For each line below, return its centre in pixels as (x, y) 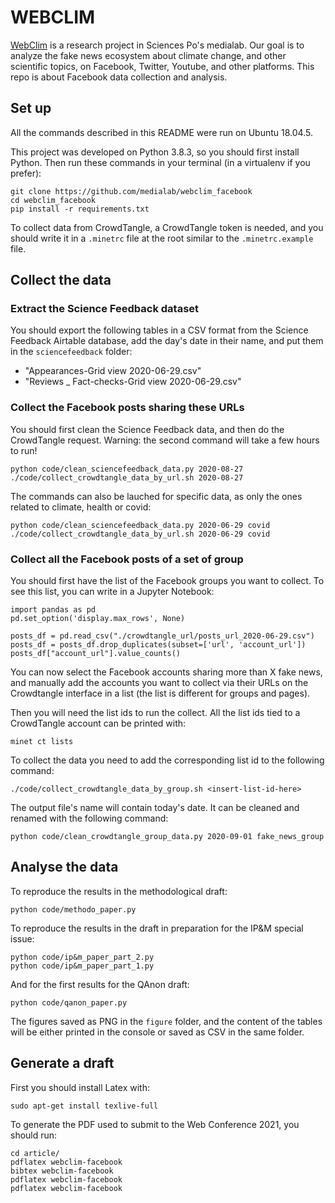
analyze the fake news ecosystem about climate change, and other (148, 55)
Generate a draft (62, 1063)
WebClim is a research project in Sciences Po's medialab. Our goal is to (157, 45)
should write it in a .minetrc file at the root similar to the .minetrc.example (162, 238)
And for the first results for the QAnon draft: (100, 984)
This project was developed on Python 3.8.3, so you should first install (155, 152)
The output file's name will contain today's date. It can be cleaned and (155, 808)
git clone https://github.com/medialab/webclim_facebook (131, 191)
